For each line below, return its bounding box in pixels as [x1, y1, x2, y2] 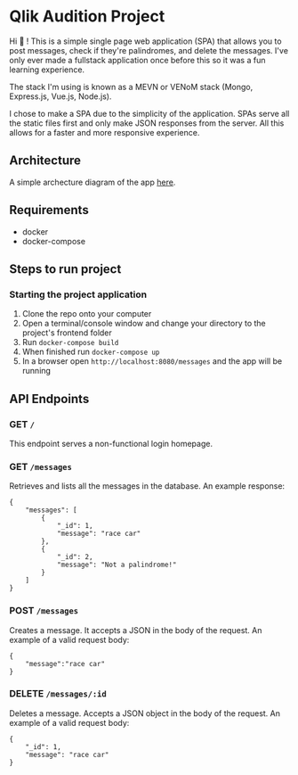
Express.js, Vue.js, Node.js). [9, 91, 112, 102]
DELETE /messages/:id [9, 688, 107, 700]
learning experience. [9, 64, 85, 75]
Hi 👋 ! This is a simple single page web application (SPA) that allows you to [9, 36, 282, 46]
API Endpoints [9, 391, 90, 407]
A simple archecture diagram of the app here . [9, 177, 176, 187]
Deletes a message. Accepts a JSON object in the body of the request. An [9, 707, 281, 719]
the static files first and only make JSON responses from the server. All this [9, 118, 285, 128]
